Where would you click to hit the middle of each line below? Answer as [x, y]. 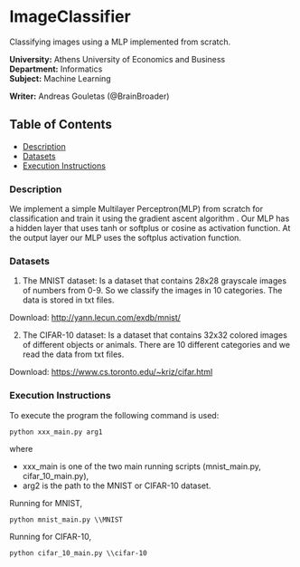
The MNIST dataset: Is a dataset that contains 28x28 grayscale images [155, 281]
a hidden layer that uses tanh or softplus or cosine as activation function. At [150, 228]
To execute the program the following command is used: [114, 415]
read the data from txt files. [73, 354]
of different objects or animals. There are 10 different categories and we [156, 345]
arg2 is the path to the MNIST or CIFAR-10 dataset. [117, 485]
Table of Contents [61, 125]
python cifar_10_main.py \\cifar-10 [78, 553]
